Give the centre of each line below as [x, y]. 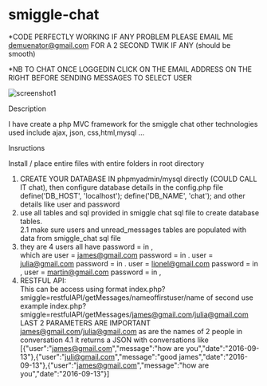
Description [27, 108]
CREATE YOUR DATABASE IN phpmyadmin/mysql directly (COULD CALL [138, 179]
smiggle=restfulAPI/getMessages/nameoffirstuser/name [112, 297]
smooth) [22, 53]
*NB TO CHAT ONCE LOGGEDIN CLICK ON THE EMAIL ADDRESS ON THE [130, 69]
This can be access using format [73, 289]
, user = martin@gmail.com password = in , [90, 272]
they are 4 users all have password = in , [86, 246]
